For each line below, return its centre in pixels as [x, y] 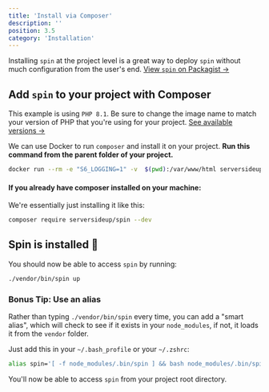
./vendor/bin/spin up [44, 278]
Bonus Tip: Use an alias [55, 299]
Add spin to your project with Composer [110, 94]
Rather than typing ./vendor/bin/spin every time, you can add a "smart [126, 316]
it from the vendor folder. [49, 334]
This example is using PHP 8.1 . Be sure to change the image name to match [132, 114]
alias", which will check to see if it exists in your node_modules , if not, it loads [133, 325]
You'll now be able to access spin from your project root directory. [117, 379]
